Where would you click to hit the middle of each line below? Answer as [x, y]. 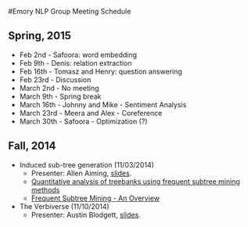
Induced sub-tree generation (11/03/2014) [87, 164]
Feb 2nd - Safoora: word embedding [78, 55]
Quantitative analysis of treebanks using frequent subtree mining [135, 181]
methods [45, 189]
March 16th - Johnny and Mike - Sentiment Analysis [103, 104]
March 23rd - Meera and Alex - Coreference [91, 113]
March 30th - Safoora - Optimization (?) [83, 121]
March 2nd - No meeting [59, 88]
